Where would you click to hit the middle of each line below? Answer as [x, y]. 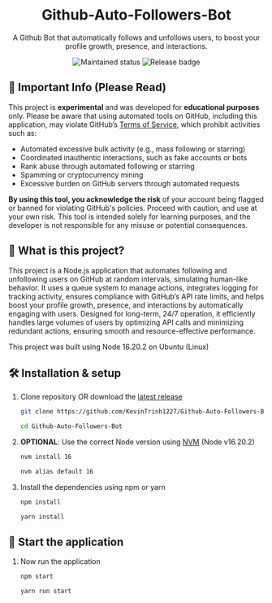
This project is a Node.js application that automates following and [118, 270]
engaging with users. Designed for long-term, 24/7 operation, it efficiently [132, 313]
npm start [37, 577]
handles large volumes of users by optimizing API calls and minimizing [126, 322]
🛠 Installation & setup [65, 373]
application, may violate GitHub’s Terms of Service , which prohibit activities [134, 125]
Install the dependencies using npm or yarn [93, 487]
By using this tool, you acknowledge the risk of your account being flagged [136, 199]
